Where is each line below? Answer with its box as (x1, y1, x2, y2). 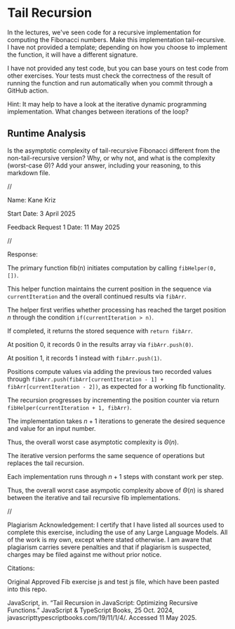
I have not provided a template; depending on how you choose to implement (7, 43, 228, 51)
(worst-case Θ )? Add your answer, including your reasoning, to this (7, 161, 201, 170)
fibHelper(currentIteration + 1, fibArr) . (7, 403, 132, 411)
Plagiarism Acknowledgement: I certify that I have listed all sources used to (7, 520, 224, 529)
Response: (7, 250, 39, 258)
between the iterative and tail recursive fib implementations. (7, 493, 181, 502)
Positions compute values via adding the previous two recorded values (7, 367, 212, 375)
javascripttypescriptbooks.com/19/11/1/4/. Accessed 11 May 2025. (7, 613, 197, 621)
